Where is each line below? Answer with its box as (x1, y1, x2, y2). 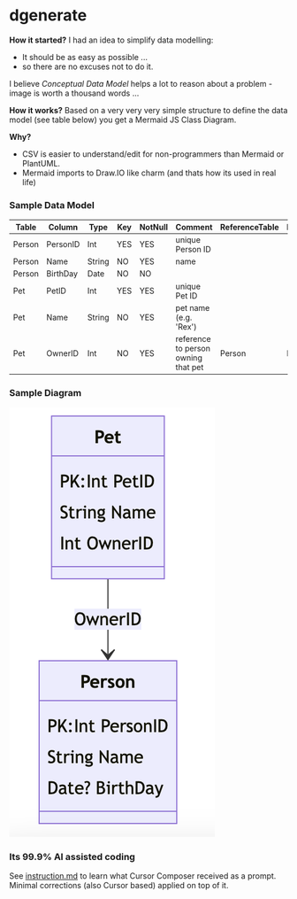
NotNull (139, 221, 169, 232)
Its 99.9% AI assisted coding (9, 850, 135, 863)
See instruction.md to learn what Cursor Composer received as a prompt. (9, 871, 277, 881)
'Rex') (175, 321, 197, 332)
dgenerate (9, 5, 88, 26)
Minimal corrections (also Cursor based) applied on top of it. (9, 880, 229, 891)
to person (175, 343, 210, 354)
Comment (175, 221, 213, 232)
